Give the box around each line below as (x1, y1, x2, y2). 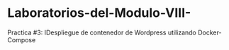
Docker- (197, 28, 222, 37)
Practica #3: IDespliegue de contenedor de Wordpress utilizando (7, 28, 197, 37)
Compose (7, 35, 36, 44)
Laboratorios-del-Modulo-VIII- (7, 5, 191, 21)
